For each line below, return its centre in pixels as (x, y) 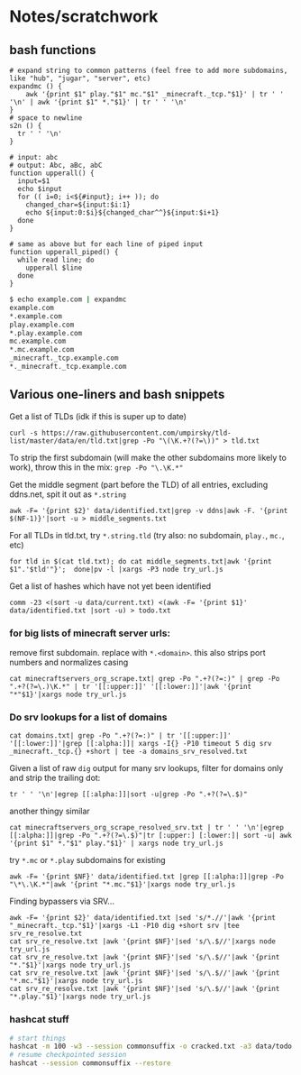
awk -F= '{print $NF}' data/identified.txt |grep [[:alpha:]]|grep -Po (146, 877)
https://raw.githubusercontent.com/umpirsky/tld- (137, 433)
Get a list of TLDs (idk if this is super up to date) (98, 416)
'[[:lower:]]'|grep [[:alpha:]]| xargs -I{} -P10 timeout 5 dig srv (141, 744)
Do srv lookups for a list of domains (88, 717)
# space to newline (46, 118)
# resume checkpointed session (68, 1055)
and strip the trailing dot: (55, 778)
